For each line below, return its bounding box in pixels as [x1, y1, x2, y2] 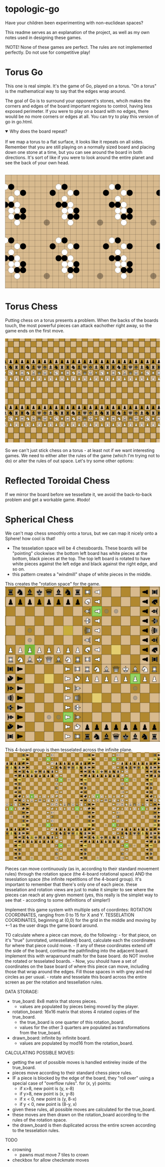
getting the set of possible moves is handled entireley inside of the [12, 1059, 147, 1065]
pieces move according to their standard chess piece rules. [12, 1070, 133, 1076]
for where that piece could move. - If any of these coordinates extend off [5, 943, 153, 948]
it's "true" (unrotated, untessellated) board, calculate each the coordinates [5, 937, 156, 943]
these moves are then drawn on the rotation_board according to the [12, 1112, 149, 1118]
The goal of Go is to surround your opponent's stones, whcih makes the [5, 98, 151, 104]
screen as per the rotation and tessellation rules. [5, 979, 103, 985]
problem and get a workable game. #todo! [5, 497, 90, 503]
